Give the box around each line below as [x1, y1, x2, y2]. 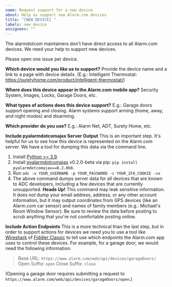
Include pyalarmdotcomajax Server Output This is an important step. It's [5, 133, 161, 139]
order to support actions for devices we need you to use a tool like [5, 229, 146, 235]
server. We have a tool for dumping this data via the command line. [5, 144, 147, 150]
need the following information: [5, 245, 71, 252]
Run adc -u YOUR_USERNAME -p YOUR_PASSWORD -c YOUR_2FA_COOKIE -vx [12, 170, 161, 176]
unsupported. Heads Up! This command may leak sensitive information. [12, 187, 165, 193]
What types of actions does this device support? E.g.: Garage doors [5, 102, 152, 108]
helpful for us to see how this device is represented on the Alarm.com [5, 138, 153, 145]
